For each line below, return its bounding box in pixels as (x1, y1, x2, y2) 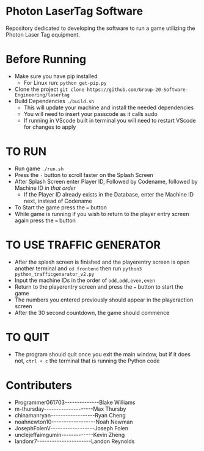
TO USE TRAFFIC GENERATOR (5, 238, 161, 251)
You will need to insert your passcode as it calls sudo (23, 110, 158, 117)
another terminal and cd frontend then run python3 (14, 264, 142, 272)
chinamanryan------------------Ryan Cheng (14, 411, 126, 419)
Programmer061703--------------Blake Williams (14, 399, 136, 406)
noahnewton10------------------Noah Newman (14, 418, 133, 425)
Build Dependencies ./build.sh (14, 97, 95, 104)
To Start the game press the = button (14, 203, 107, 211)
